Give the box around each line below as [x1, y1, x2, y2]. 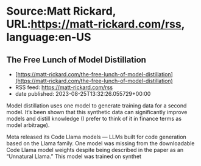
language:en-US [6, 31, 91, 44]
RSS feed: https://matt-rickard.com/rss [15, 84, 113, 91]
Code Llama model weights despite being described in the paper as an [6, 146, 184, 153]
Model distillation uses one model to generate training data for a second [6, 102, 187, 109]
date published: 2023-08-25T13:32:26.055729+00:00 [15, 90, 151, 97]
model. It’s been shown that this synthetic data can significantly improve [6, 109, 188, 115]
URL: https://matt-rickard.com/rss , [6, 17, 185, 31]
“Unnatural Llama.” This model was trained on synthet [6, 153, 142, 160]
